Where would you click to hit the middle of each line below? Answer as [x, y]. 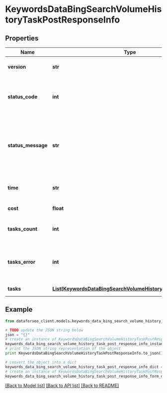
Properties [22, 38]
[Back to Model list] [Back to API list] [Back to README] [62, 386]
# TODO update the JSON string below [44, 330]
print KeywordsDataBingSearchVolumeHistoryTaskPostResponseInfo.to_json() [84, 353]
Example [19, 309]
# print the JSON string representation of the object [63, 349]
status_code [23, 97]
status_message [28, 145]
